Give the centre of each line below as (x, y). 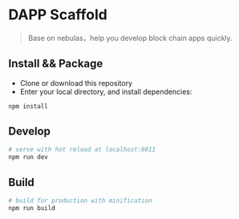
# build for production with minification (80, 201)
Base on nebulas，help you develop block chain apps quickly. (130, 38)
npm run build (32, 208)
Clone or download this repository (76, 83)
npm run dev (28, 157)
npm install (28, 106)
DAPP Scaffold (58, 15)
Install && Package (56, 64)
